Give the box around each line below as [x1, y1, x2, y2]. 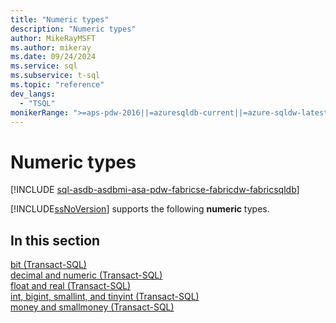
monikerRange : [10, 107, 70, 118]
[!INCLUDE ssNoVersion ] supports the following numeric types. [10, 203, 270, 215]
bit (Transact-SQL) [10, 259, 87, 271]
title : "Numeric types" [10, 14, 110, 25]
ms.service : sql [10, 61, 78, 71]
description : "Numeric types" [10, 24, 137, 34]
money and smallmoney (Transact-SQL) [10, 301, 175, 313]
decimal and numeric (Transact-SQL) [10, 269, 163, 281]
